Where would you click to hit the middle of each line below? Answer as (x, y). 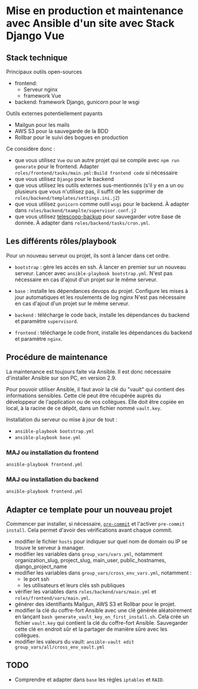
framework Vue (42, 96)
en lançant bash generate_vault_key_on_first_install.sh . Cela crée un (102, 617)
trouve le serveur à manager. (49, 548)
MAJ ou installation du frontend (52, 452)
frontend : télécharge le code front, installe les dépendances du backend (103, 332)
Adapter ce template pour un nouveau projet (89, 510)
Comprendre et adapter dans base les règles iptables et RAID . (89, 680)
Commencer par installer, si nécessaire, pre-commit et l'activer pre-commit (95, 524)
